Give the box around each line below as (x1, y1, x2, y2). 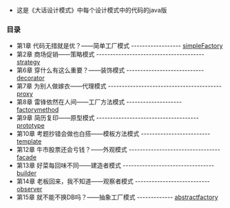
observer (16, 185, 43, 194)
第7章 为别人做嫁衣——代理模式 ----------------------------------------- (16, 82, 222, 91)
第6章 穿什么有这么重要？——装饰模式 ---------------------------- (16, 66, 205, 74)
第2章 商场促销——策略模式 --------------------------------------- (16, 50, 205, 58)
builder (16, 169, 37, 177)
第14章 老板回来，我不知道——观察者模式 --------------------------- (16, 177, 211, 185)
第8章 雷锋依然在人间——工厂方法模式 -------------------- (16, 98, 182, 106)
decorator (16, 74, 45, 82)
